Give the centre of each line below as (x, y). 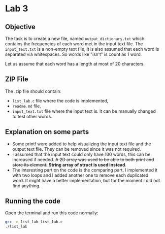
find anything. (26, 186)
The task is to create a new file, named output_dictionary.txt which (75, 38)
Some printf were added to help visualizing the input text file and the (82, 144)
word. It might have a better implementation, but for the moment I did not (86, 180)
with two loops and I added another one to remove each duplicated (80, 175)
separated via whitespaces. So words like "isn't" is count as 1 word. (73, 54)
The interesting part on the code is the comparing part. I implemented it (85, 170)
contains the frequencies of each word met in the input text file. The (74, 44)
